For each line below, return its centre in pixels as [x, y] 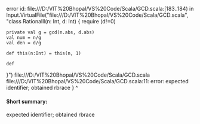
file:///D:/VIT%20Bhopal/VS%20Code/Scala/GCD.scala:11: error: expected [98, 81]
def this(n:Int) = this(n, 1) [44, 53]
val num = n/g [24, 38]
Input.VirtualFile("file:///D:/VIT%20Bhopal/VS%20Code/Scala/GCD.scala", [97, 15]
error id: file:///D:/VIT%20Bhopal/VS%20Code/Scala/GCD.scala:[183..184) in [100, 9]
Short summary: [27, 101]
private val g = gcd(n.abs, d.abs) [50, 32]
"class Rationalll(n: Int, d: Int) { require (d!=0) [61, 21]
